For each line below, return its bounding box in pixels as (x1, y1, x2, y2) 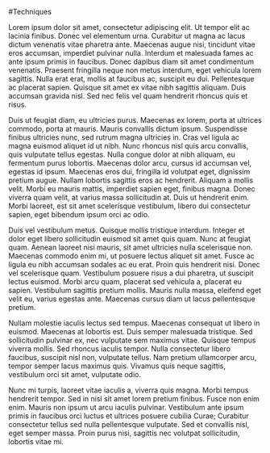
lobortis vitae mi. (8, 437, 64, 447)
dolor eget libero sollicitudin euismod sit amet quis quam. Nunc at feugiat (8, 234, 251, 243)
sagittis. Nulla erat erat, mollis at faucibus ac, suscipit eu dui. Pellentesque (8, 74, 255, 83)
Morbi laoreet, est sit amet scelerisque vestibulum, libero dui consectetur (8, 201, 251, 211)
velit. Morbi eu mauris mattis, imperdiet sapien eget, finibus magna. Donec (8, 184, 255, 193)
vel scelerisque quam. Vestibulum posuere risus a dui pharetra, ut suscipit (8, 268, 254, 278)
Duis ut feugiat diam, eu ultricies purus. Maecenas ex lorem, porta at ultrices (8, 115, 262, 124)
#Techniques (8, 7, 52, 16)
